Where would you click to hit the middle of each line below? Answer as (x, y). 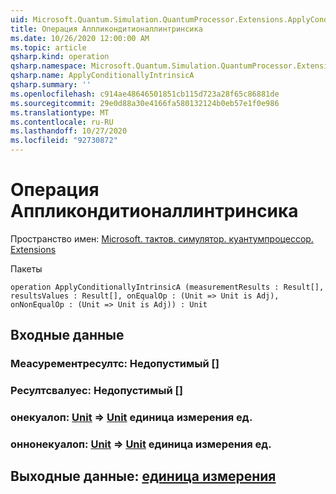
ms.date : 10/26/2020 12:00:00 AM (80, 38)
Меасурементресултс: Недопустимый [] (115, 364)
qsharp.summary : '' (51, 85)
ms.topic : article (48, 47)
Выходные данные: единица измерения (143, 476)
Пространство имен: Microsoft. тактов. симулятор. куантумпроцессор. (162, 238)
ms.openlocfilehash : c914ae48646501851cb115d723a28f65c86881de (145, 94)
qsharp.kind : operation (60, 57)
